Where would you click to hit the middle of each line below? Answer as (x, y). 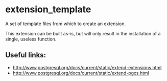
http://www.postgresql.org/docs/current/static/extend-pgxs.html (81, 73)
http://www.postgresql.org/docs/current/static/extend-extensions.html (87, 67)
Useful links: (26, 55)
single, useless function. (31, 39)
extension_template (48, 9)
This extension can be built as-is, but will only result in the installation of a (83, 33)
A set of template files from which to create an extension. (66, 24)
